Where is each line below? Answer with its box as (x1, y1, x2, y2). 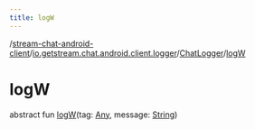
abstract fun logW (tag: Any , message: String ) (9, 109, 178, 120)
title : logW (9, 13, 54, 23)
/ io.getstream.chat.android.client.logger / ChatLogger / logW (29, 47, 246, 59)
